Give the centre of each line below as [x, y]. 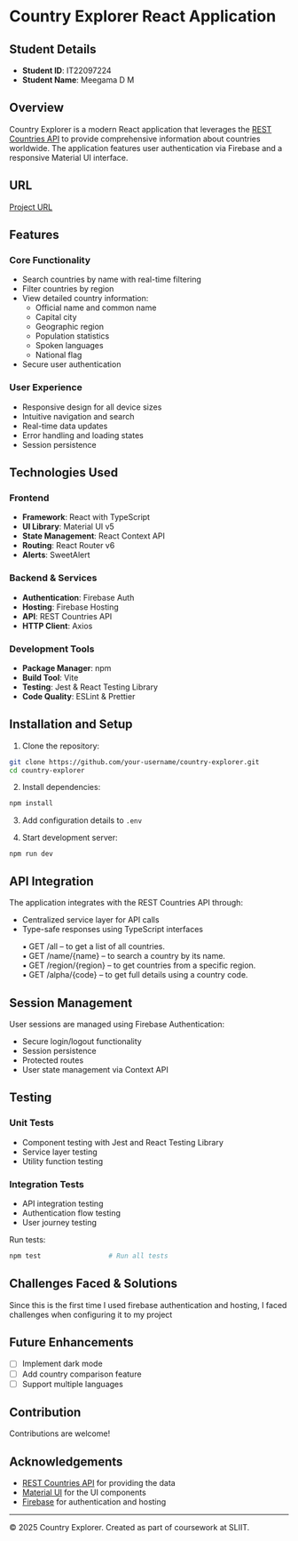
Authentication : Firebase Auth [78, 597]
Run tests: [27, 1239]
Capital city [56, 317]
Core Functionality [50, 259]
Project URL [31, 207]
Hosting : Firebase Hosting [71, 607]
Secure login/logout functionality [82, 1041]
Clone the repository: [61, 746]
